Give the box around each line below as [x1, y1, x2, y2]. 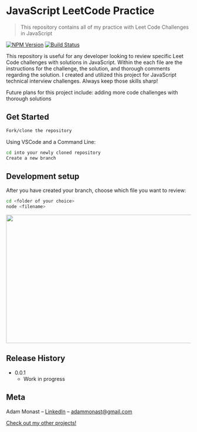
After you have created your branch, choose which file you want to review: [6, 187, 186, 194]
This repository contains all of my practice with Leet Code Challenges [20, 23, 189, 31]
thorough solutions [6, 95, 52, 102]
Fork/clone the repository [6, 127, 72, 133]
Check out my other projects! [6, 419, 77, 426]
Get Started [6, 112, 49, 122]
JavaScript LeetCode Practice [6, 4, 155, 18]
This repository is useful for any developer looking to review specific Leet [6, 52, 184, 59]
